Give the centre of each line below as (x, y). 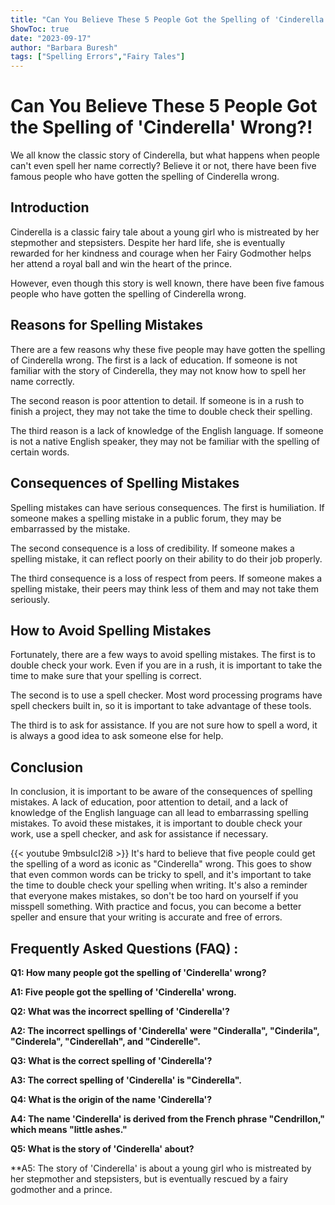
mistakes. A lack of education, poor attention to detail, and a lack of (149, 802)
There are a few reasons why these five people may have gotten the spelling (168, 349)
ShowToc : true (40, 29)
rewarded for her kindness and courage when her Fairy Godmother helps (161, 253)
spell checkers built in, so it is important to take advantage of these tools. (161, 706)
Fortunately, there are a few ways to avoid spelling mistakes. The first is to (163, 655)
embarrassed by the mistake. (70, 528)
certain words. (40, 452)
